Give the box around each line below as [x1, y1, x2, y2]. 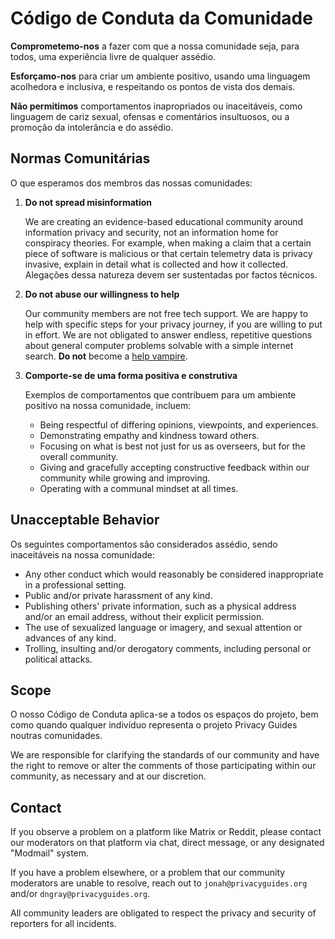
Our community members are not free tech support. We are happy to [24, 307, 309, 319]
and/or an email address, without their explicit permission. [24, 610, 265, 622]
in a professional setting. [24, 578, 127, 591]
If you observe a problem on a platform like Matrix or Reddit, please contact [10, 826, 322, 838]
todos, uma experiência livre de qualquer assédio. [10, 50, 217, 62]
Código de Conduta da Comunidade [10, 7, 313, 30]
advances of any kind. [24, 632, 117, 644]
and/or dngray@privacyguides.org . [10, 888, 151, 900]
